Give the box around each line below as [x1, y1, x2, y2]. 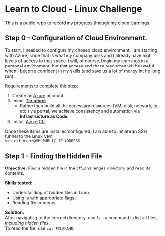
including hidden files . [5, 220, 50, 226]
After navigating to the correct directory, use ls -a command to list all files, [5, 214, 158, 220]
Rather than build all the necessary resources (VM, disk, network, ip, [19, 102, 159, 109]
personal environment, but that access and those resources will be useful [5, 63, 154, 68]
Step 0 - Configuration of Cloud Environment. [5, 34, 148, 42]
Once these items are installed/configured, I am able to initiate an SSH [5, 128, 147, 134]
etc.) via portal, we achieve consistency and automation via [19, 108, 140, 114]
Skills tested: [5, 180, 33, 186]
